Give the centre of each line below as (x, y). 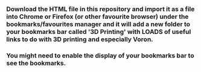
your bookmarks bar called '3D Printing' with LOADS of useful (99, 31)
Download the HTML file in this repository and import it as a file (101, 9)
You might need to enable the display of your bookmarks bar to (100, 55)
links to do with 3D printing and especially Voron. (80, 39)
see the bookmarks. (36, 63)
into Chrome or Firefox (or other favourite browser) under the (97, 16)
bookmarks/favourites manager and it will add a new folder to (98, 24)
